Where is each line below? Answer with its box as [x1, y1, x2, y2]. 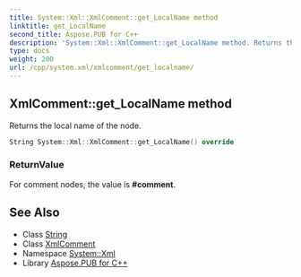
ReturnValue [9, 159, 64, 171]
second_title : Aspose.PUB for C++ [9, 30, 139, 39]
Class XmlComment [21, 238, 96, 249]
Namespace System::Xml [21, 247, 116, 258]
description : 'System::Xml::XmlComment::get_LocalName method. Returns [9, 38, 282, 48]
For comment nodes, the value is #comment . [9, 178, 176, 189]
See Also [9, 205, 60, 221]
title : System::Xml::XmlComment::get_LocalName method [9, 13, 219, 22]
